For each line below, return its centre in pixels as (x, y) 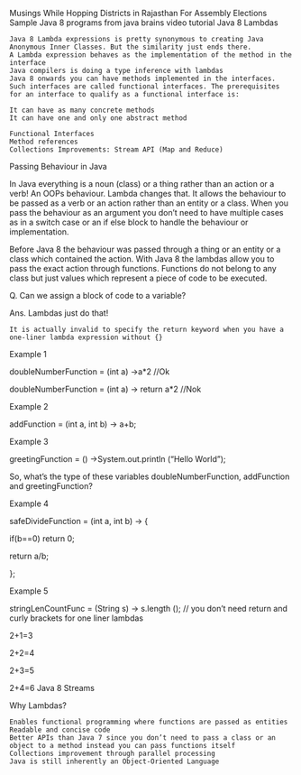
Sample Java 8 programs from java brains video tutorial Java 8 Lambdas (144, 23)
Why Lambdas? (38, 706)
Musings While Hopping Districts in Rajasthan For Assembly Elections (138, 13)
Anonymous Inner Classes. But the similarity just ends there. (131, 47)
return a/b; (29, 556)
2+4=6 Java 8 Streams (52, 688)
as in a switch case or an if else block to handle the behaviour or (129, 222)
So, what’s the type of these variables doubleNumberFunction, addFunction (150, 476)
